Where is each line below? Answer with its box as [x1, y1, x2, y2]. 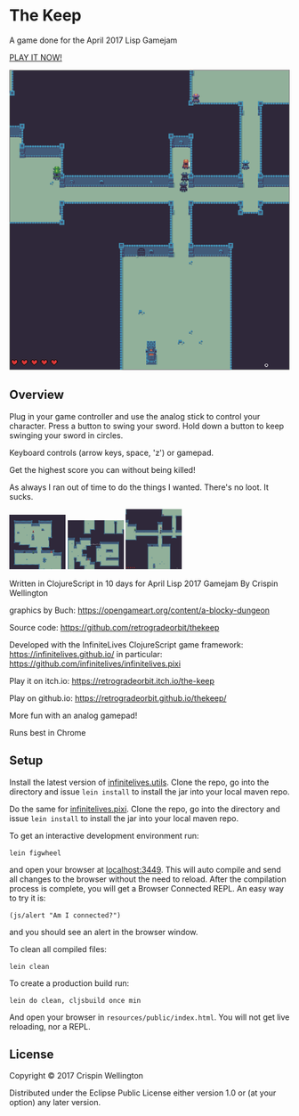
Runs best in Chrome [9, 727, 86, 737]
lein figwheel [9, 848, 62, 858]
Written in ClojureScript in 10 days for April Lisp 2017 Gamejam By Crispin [9, 578, 279, 589]
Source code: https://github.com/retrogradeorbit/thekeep [9, 622, 220, 632]
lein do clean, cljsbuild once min [9, 996, 141, 1005]
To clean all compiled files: [9, 943, 107, 954]
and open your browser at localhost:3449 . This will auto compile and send [9, 864, 282, 875]
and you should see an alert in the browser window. [9, 926, 198, 937]
